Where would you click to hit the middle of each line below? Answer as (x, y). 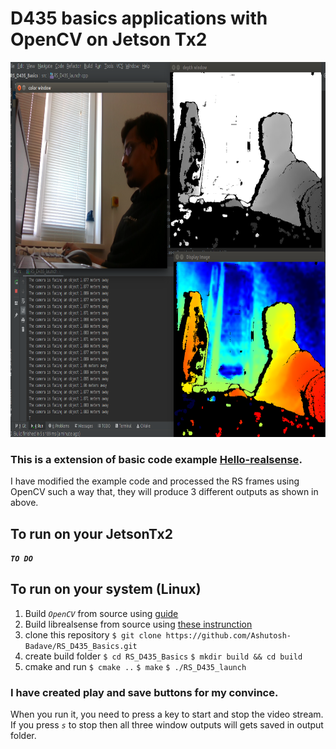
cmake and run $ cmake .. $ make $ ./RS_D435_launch (135, 666)
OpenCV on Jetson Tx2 (109, 39)
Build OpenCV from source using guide (101, 613)
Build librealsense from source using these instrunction (138, 624)
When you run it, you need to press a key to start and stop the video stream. (167, 714)
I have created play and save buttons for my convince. (144, 692)
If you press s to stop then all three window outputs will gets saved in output (167, 725)
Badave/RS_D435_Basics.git (81, 646)
